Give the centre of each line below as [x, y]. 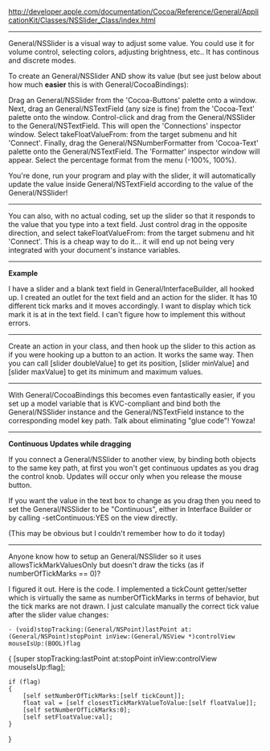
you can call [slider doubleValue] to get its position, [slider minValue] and [129, 363]
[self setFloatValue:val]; [68, 717]
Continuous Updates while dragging [70, 444]
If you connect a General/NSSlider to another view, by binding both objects [132, 459]
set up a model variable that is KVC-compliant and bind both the [115, 403]
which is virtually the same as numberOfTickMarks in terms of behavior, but [134, 598]
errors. [19, 323]
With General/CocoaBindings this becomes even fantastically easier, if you [132, 395]
